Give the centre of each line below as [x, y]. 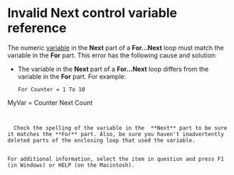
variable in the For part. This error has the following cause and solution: [112, 55]
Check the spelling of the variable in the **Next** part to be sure [121, 128]
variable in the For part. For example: [72, 77]
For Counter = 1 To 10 [51, 89]
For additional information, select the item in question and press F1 [116, 159]
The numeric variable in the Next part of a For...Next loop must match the [116, 47]
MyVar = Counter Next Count [50, 102]
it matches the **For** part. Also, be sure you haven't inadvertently [116, 134]
